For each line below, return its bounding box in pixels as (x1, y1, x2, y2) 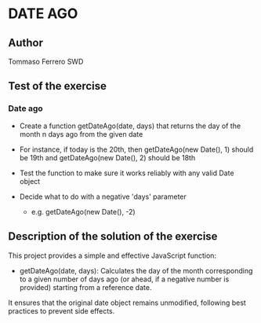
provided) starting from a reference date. (19, 282, 152, 292)
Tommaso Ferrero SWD (8, 57, 84, 66)
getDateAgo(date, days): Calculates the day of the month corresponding (19, 266, 253, 275)
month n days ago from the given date (19, 129, 143, 138)
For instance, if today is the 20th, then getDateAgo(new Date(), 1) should (19, 145, 254, 154)
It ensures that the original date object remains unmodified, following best (8, 298, 247, 307)
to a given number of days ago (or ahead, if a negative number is (19, 274, 230, 284)
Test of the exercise (8, 79, 107, 93)
